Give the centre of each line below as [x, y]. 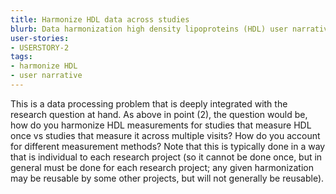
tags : [21, 57]
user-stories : [40, 38]
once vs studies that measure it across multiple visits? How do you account [165, 135]
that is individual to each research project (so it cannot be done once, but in [166, 157]
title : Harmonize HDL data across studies [100, 19]
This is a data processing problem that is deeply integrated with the [149, 103]
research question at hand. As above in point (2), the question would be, [159, 114]
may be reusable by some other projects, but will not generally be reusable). [167, 178]
